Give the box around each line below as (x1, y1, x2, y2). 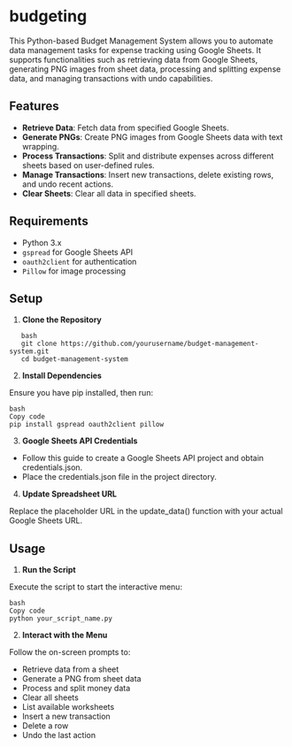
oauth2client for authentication (21, 256, 137, 266)
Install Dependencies (21, 370, 102, 381)
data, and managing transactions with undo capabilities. (9, 73, 213, 83)
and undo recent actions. (21, 179, 113, 189)
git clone (20, 339, 58, 349)
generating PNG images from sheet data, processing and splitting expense (9, 64, 281, 74)
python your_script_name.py (9, 614, 113, 623)
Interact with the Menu (21, 630, 108, 641)
